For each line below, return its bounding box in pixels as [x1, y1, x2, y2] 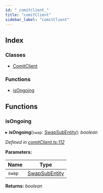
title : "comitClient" [5, 12, 51, 17]
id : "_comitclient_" [5, 7, 49, 13]
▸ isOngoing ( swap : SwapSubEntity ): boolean [5, 129, 98, 136]
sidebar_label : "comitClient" [5, 17, 70, 22]
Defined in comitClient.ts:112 [5, 139, 65, 145]
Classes [5, 51, 26, 58]
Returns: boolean [5, 183, 42, 189]
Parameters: [5, 149, 32, 155]
